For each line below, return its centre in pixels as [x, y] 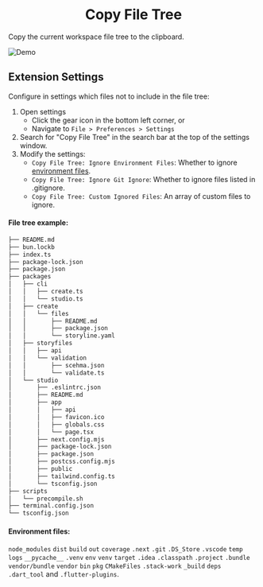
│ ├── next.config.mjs [56, 439]
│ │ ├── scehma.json [56, 365]
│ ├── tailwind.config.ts [62, 476]
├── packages [30, 277]
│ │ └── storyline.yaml [62, 336]
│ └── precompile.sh [46, 499]
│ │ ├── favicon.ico [56, 417]
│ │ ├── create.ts [46, 292]
